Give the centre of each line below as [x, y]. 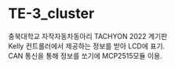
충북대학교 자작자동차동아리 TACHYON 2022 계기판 [88, 36]
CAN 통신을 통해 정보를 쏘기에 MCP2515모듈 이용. [85, 55]
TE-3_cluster [51, 14]
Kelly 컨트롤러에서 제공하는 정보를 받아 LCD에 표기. [87, 46]
